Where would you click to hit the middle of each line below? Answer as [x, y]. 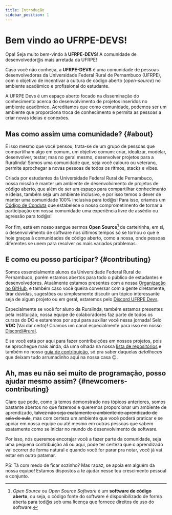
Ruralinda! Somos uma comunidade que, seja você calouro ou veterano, [81, 163]
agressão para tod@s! [29, 216]
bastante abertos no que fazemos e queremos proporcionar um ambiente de [86, 407]
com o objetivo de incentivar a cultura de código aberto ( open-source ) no [83, 81]
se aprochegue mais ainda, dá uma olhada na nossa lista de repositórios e [83, 346]
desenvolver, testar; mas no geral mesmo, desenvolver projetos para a [80, 157]
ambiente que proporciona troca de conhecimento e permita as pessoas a [83, 112]
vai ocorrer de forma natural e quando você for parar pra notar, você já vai [84, 450]
